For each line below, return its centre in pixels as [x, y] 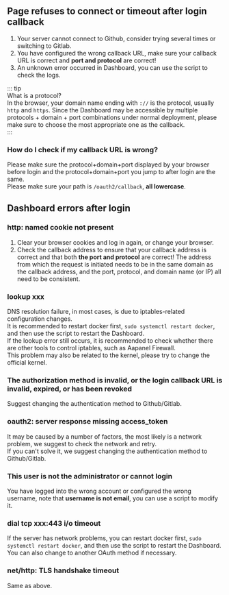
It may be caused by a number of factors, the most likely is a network [105, 436]
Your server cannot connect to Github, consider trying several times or [116, 38]
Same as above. [30, 585]
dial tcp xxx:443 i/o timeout [54, 523]
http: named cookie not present [60, 228]
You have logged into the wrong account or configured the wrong [99, 491]
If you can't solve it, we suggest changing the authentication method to [107, 451]
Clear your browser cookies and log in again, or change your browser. [115, 242]
